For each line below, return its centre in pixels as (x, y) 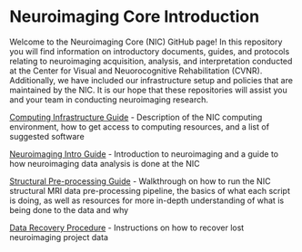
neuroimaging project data (59, 237)
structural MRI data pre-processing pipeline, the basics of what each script (150, 190)
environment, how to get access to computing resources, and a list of (140, 126)
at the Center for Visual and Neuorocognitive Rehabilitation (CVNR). (136, 71)
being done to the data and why (69, 209)
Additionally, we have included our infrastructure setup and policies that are (151, 80)
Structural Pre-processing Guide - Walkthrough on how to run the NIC (140, 181)
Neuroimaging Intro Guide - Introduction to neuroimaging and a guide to (144, 154)
